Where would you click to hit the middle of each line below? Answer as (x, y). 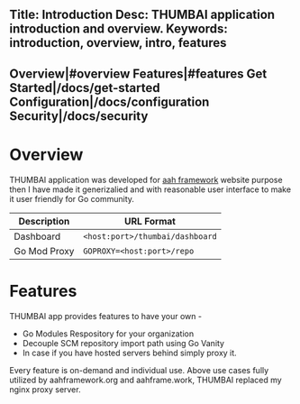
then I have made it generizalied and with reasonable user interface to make (150, 189)
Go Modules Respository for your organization (108, 334)
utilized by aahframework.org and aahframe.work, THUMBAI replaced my (145, 380)
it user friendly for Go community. (72, 198)
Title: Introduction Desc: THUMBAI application (142, 15)
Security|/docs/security (79, 116)
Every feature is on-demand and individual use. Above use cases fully (139, 370)
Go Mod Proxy (44, 251)
